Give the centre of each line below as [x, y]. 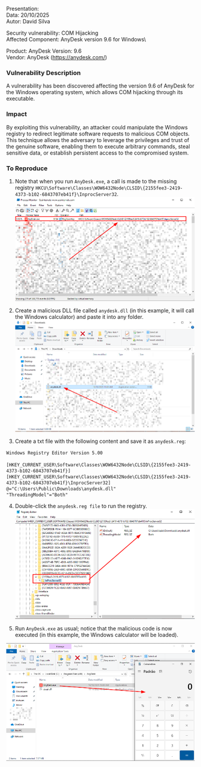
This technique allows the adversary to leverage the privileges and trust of [98, 140]
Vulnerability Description [43, 73]
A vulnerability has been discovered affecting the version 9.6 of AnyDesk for [100, 86]
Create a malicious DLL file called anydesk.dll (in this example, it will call [104, 310]
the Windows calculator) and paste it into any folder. [79, 316]
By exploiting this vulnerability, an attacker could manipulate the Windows [97, 127]
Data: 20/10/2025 [28, 15]
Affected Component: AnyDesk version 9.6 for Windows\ [76, 39]
